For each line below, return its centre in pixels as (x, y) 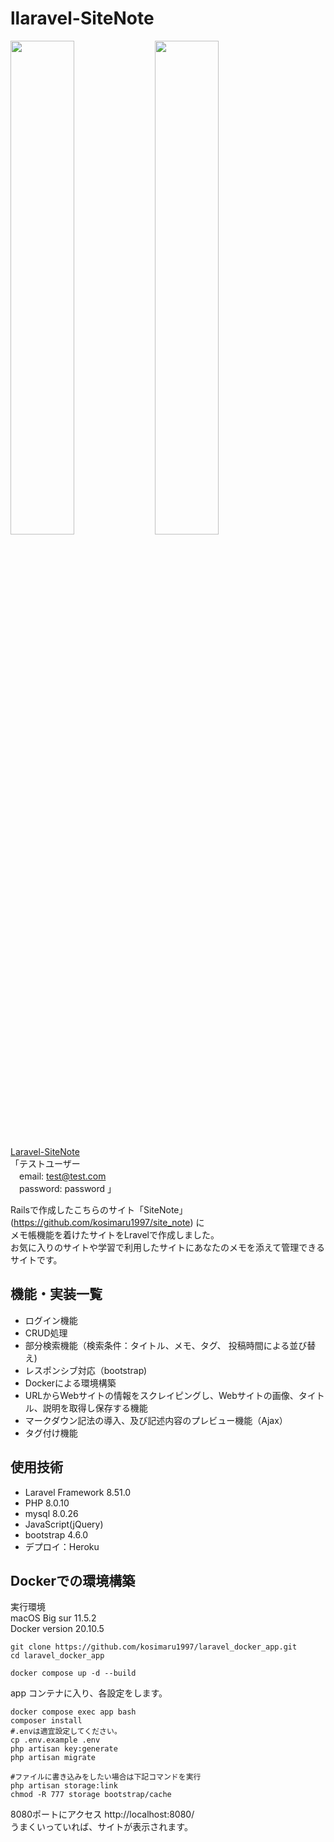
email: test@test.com (62, 1176)
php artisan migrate (53, 1758)
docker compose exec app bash (73, 1712)
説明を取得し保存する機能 (95, 1408)
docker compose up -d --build (73, 1673)
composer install (46, 1721)
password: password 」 (67, 1188)
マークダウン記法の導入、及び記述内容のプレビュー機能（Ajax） (156, 1420)
